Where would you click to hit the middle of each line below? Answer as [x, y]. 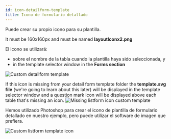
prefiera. [14, 121]
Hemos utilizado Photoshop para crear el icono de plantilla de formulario [81, 110]
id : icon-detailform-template [38, 10]
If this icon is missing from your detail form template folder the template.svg [86, 84]
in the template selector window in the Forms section [69, 64]
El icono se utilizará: [26, 49]
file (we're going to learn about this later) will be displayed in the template [83, 89]
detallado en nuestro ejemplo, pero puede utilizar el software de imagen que [86, 116]
